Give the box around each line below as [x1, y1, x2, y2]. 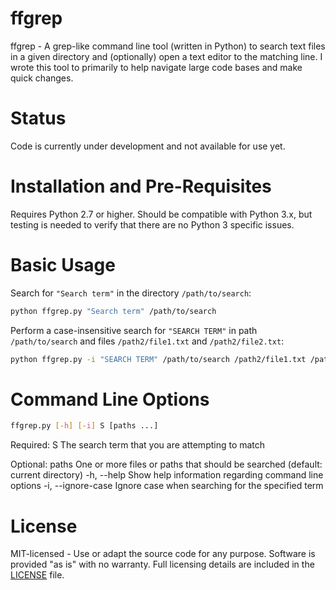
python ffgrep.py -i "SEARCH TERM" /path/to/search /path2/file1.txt [10, 354, 307, 364]
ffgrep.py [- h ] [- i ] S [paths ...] [10, 421, 159, 431]
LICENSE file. [10, 569, 65, 581]
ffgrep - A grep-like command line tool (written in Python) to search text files [10, 40, 326, 52]
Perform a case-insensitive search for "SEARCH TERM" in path [10, 324, 258, 336]
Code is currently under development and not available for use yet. [10, 140, 286, 152]
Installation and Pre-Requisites [10, 175, 272, 198]
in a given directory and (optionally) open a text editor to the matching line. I [10, 50, 323, 62]
